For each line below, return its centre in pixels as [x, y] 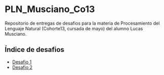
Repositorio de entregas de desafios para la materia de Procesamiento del [82, 23]
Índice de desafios [35, 50]
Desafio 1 [22, 62]
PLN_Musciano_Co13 [50, 9]
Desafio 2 [22, 67]
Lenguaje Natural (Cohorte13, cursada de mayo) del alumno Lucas [74, 28]
